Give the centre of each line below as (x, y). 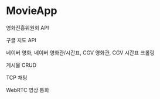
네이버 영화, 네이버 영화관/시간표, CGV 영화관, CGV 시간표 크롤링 (80, 52)
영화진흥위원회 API (28, 28)
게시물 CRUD (21, 65)
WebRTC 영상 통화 (28, 90)
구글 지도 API (21, 40)
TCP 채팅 (17, 77)
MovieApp (32, 11)
